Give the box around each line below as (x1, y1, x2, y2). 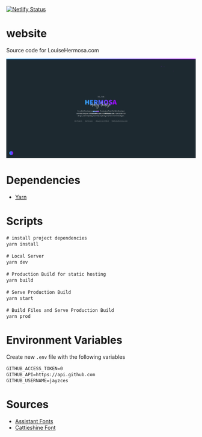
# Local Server (6, 253, 44, 259)
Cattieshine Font (14, 424, 56, 431)
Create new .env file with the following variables (6, 353, 126, 361)
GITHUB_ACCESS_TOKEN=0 (6, 366, 63, 372)
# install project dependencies (6, 235, 87, 241)
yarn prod (6, 314, 31, 320)
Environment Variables (6, 333, 123, 347)
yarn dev (6, 259, 28, 265)
